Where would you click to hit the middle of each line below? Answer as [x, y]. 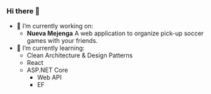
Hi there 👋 [23, 11]
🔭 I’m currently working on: [55, 26]
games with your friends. [62, 41]
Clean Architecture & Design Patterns [80, 55]
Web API [49, 77]
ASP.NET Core [47, 70]
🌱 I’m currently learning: [50, 48]
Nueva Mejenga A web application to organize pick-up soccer [115, 33]
